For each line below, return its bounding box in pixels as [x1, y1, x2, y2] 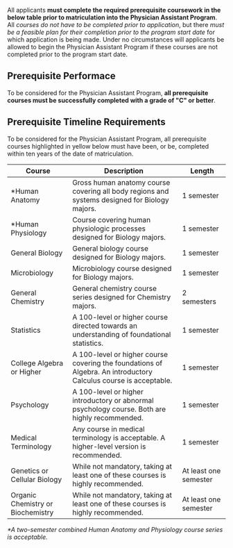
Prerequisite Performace [7, 70, 116, 82]
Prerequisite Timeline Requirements [7, 116, 166, 128]
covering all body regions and [72, 186, 169, 196]
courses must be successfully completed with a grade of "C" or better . [7, 96, 216, 104]
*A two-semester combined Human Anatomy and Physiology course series [7, 525, 223, 533]
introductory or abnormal [72, 395, 154, 405]
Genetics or [10, 465, 49, 475]
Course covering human [72, 215, 151, 224]
